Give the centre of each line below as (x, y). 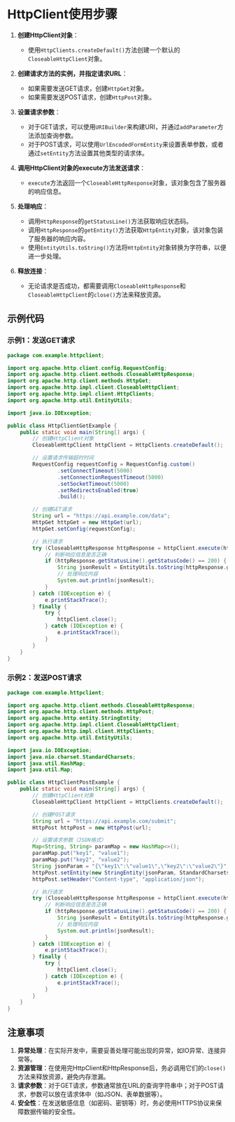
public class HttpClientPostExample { (64, 783)
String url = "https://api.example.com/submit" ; (105, 821)
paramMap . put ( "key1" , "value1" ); (81, 854)
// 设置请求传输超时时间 (63, 458)
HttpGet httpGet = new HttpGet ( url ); (87, 522)
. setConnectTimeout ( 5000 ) (95, 470)
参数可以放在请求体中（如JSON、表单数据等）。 (98, 1094)
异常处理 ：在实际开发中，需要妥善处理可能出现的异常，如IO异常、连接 (119, 1050)
